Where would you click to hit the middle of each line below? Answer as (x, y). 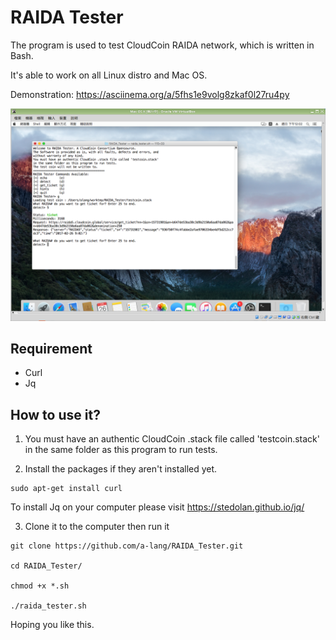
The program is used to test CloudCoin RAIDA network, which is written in (162, 45)
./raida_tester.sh (48, 606)
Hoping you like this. (52, 625)
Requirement (51, 348)
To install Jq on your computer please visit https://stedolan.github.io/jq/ (157, 507)
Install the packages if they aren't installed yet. (121, 469)
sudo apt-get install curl (66, 489)
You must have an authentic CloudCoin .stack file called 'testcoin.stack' (172, 439)
